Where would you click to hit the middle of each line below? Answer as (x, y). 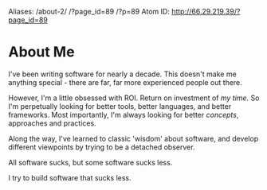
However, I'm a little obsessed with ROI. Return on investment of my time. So (134, 98)
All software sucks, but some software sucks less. (90, 162)
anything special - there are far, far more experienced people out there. (126, 82)
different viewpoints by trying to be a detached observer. (102, 147)
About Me (41, 52)
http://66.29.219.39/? (206, 12)
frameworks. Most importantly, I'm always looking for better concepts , (124, 114)
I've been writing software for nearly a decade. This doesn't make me (122, 74)
